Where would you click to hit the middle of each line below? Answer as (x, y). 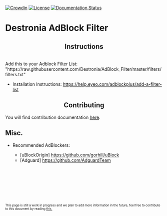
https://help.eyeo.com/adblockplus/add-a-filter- (112, 84)
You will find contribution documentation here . (53, 117)
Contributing (84, 105)
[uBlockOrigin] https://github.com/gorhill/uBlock (69, 155)
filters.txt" (15, 74)
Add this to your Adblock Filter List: (41, 64)
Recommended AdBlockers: (41, 145)
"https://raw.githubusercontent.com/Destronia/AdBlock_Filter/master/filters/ (83, 69)
